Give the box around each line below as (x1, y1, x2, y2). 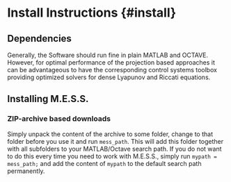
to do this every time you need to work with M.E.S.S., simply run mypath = (7, 151, 218, 160)
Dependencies (7, 33, 72, 44)
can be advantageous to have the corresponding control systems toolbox (7, 66, 218, 74)
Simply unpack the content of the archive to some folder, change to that (7, 130, 214, 138)
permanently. (7, 167, 45, 175)
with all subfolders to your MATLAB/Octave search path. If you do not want (7, 144, 222, 153)
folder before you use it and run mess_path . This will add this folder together (7, 137, 224, 145)
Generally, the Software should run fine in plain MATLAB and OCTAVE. (7, 51, 209, 59)
